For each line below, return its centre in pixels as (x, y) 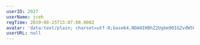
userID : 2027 (22, 11)
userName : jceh (25, 17)
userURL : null (24, 33)
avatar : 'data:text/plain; (40, 28)
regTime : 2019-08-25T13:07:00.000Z (50, 22)
